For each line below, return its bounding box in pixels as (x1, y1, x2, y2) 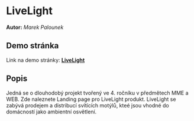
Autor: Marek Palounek (6, 24, 64, 31)
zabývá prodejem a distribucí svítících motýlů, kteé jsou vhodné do (6, 102, 170, 109)
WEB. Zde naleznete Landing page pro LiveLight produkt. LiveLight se (6, 96, 176, 103)
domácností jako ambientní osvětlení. (6, 108, 97, 115)
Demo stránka (6, 41, 59, 51)
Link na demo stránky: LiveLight (6, 56, 85, 63)
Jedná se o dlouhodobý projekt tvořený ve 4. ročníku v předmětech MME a (6, 89, 189, 96)
